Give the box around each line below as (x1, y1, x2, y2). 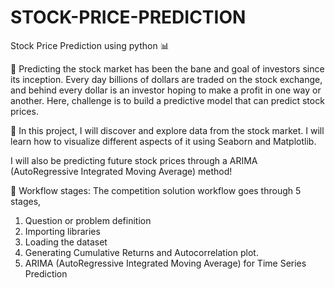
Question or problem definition (24, 214, 152, 226)
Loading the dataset (24, 236, 108, 248)
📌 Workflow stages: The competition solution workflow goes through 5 (10, 184, 302, 196)
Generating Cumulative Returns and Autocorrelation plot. (24, 246, 259, 258)
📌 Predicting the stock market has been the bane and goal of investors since (10, 62, 325, 75)
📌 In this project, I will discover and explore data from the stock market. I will (10, 124, 325, 136)
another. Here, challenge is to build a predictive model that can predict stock (10, 94, 325, 106)
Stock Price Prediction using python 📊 (10, 39, 170, 51)
